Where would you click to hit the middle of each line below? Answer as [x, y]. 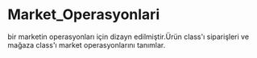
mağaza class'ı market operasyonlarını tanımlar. [87, 44]
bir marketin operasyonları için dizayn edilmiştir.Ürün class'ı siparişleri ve [128, 37]
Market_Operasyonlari [84, 15]
